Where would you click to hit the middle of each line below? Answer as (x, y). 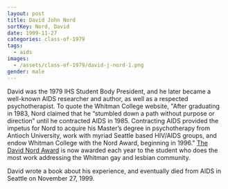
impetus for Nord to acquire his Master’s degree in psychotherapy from (108, 128)
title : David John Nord (42, 20)
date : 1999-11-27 (32, 33)
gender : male (26, 71)
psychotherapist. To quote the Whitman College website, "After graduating (114, 106)
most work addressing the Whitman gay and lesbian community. (99, 157)
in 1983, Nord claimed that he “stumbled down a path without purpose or (111, 113)
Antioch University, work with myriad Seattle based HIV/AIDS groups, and (112, 135)
